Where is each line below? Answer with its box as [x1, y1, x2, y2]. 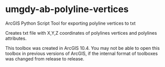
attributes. [5, 35, 27, 41]
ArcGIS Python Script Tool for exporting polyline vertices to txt [5, 20, 136, 26]
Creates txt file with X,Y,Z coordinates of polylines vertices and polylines [5, 30, 157, 36]
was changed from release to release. [5, 55, 85, 61]
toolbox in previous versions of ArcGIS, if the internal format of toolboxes [5, 50, 158, 56]
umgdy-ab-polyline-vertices [5, 4, 129, 15]
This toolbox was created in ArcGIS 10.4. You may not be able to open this [5, 45, 160, 51]
